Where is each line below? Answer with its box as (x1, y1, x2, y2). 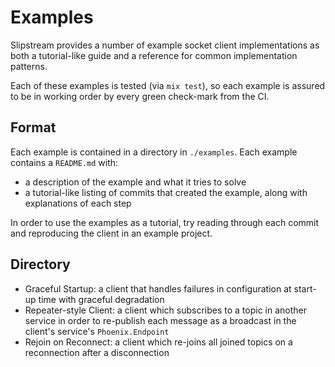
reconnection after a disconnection (24, 346, 170, 358)
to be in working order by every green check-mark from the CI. (10, 90, 270, 102)
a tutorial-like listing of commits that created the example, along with (24, 186, 308, 198)
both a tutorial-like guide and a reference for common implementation (10, 49, 298, 61)
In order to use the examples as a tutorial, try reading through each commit (10, 216, 320, 228)
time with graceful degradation (38, 293, 165, 305)
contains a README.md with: (10, 156, 119, 168)
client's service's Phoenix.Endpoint (24, 325, 170, 337)
